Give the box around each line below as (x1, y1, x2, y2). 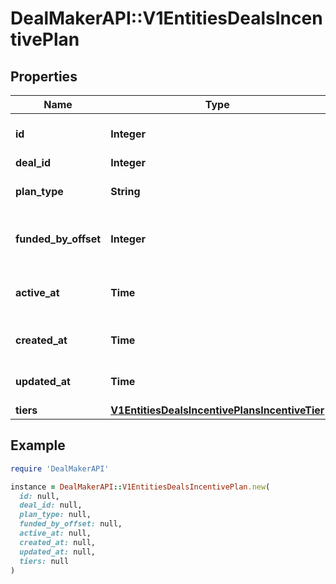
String (110, 185, 141, 198)
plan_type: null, (19, 510, 92, 520)
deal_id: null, (19, 500, 83, 511)
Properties (10, 68, 78, 85)
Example (10, 437, 66, 454)
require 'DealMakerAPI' (10, 463, 110, 474)
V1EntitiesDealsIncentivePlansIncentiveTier (110, 403, 325, 417)
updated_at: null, (19, 547, 97, 557)
